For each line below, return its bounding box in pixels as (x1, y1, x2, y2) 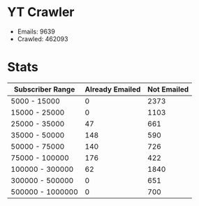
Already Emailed (84, 84, 141, 94)
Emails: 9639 (17, 27, 56, 36)
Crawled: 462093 (17, 34, 68, 43)
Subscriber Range (13, 84, 75, 94)
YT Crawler (7, 4, 75, 20)
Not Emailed (147, 84, 189, 94)
